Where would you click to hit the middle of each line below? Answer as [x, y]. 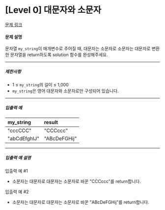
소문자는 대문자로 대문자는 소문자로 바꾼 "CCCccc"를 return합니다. [77, 182]
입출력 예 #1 [16, 171]
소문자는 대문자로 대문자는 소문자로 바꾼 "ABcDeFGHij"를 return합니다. [81, 202]
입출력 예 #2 [17, 192]
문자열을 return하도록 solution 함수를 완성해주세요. [59, 55]
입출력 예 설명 [18, 157]
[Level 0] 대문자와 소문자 [53, 10]
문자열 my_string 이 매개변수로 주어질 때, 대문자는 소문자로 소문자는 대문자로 [78, 49]
